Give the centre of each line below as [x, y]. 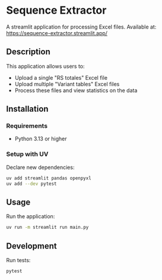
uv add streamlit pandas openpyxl [49, 178]
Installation [27, 109]
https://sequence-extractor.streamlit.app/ [57, 33]
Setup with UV [27, 154]
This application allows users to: [45, 66]
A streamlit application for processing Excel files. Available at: [81, 27]
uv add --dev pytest [32, 184]
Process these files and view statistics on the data [76, 90]
